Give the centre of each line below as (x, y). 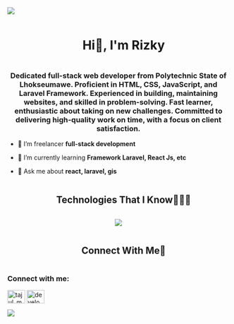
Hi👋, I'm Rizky (124, 46)
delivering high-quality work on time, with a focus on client (118, 119)
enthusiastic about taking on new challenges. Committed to (118, 111)
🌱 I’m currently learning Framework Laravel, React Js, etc (102, 157)
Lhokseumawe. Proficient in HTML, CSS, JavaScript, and (118, 84)
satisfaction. (118, 128)
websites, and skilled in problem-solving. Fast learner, (118, 102)
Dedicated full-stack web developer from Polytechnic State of (118, 76)
